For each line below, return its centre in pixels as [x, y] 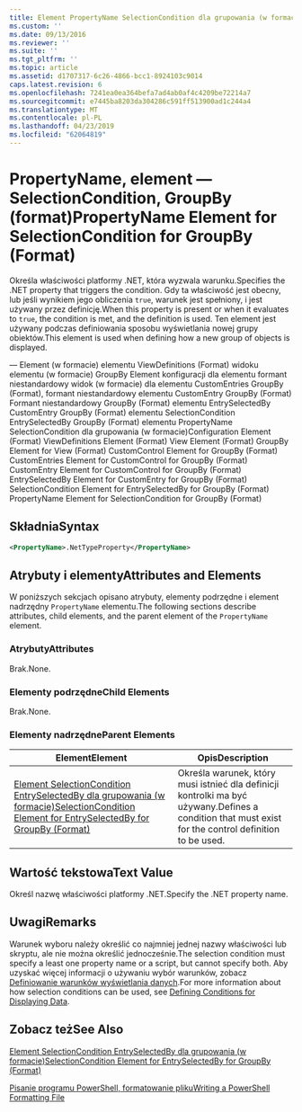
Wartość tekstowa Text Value [91, 872]
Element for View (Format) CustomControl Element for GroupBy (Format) [144, 450]
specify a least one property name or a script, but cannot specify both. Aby [149, 963]
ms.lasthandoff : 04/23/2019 [62, 127]
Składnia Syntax [54, 527]
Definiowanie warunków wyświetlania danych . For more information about [145, 982]
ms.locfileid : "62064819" [58, 135]
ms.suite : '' [34, 51]
